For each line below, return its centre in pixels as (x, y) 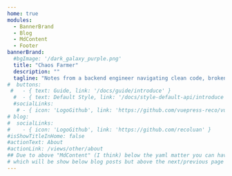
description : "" (37, 71)
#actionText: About (35, 143)
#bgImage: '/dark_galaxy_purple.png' (68, 59)
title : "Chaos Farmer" (46, 65)
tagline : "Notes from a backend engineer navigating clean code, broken (120, 78)
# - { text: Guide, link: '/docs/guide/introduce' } (90, 91)
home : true (23, 14)
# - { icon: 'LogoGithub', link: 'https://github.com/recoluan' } (109, 130)
